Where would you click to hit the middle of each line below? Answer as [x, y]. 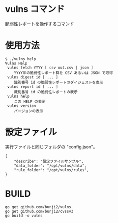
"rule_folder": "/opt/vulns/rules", [52, 170]
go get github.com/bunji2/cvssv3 [39, 211]
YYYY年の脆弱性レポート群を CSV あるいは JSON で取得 [63, 73]
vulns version [22, 106]
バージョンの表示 [29, 111]
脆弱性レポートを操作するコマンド [40, 24]
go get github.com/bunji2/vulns [38, 207]
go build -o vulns [24, 216]
